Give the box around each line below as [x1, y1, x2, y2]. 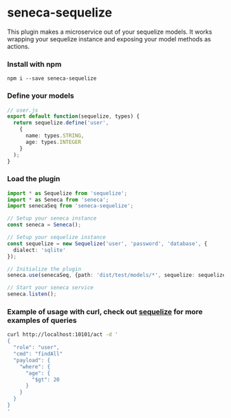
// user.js [7, 107, 38, 114]
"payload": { [13, 357, 51, 364]
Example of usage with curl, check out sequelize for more [7, 307, 203, 316]
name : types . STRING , [25, 132, 85, 139]
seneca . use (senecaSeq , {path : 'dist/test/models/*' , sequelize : [7, 272, 195, 279]
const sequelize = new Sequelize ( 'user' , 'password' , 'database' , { [7, 240, 208, 247]
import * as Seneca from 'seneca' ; [7, 196, 109, 203]
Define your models [7, 91, 74, 101]
